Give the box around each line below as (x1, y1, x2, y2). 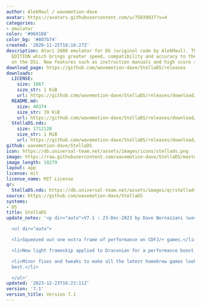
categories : (6, 20, 36, 26)
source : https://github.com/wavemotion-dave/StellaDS (6, 192, 144, 198)
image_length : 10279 (6, 159, 58, 165)
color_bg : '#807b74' (6, 37, 58, 43)
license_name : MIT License (6, 176, 74, 182)
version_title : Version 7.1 (6, 291, 77, 297)
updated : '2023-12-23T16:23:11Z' (6, 280, 90, 287)
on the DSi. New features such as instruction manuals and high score (11, 59, 191, 65)
